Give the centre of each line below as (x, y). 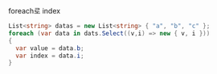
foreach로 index (35, 11)
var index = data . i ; (50, 56)
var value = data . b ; (50, 48)
